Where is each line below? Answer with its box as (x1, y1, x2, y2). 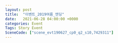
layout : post (5, 7, 32, 12)
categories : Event (5, 21, 43, 26)
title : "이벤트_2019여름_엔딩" (5, 12, 65, 17)
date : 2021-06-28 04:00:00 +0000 (5, 16, 79, 21)
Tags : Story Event (5, 26, 43, 31)
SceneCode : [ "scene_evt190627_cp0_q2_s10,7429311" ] (5, 30, 114, 35)
